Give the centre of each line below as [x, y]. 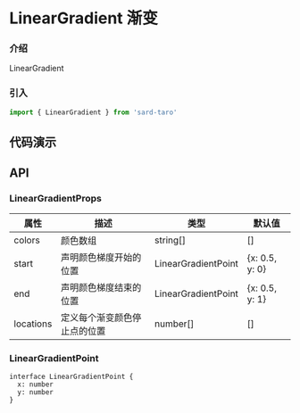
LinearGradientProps [56, 199]
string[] [170, 240]
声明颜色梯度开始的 [101, 257]
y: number [35, 392]
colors [27, 240]
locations [33, 324]
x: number [35, 384]
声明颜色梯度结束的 [101, 287]
